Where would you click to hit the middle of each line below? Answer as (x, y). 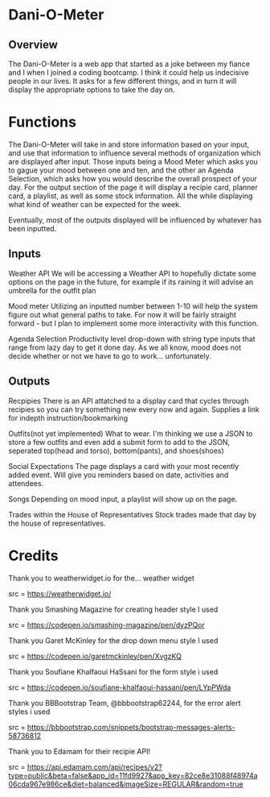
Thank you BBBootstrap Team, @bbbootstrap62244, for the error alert (125, 703)
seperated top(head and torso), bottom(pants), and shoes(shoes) (117, 450)
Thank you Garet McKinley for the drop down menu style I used (113, 640)
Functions (42, 122)
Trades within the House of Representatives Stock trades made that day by (133, 514)
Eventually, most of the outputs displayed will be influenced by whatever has (135, 220)
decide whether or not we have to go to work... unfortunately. (110, 355)
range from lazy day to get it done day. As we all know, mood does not (125, 347)
